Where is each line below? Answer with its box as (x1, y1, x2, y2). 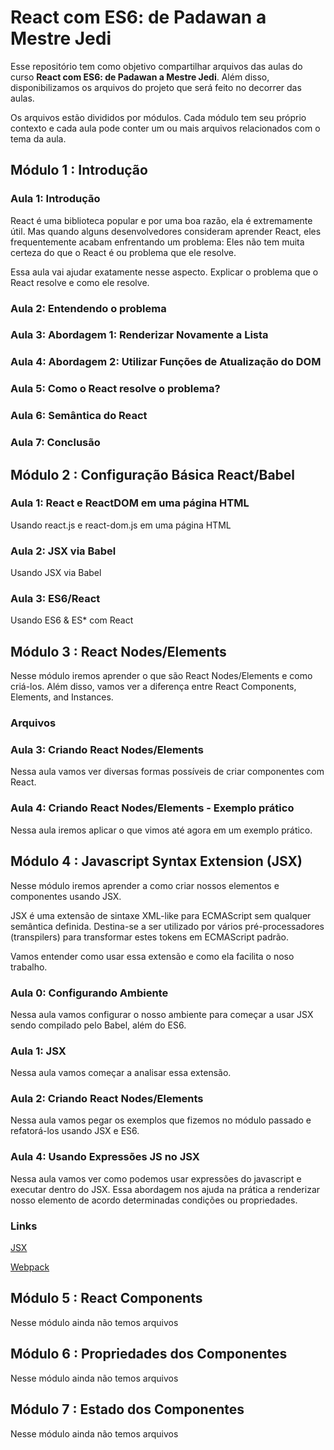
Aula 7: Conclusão (10, 436, 101, 450)
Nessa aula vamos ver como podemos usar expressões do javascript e (10, 1172, 302, 1185)
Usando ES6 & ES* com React (10, 614, 134, 626)
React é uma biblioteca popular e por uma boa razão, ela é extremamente (10, 214, 313, 226)
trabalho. (10, 961, 48, 973)
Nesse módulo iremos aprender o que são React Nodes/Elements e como (10, 670, 313, 682)
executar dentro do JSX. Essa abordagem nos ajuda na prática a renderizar (10, 1183, 321, 1195)
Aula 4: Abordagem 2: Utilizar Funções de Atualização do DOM (10, 355, 322, 369)
